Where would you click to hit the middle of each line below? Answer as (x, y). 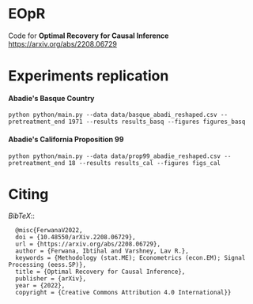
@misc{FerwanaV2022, (49, 231)
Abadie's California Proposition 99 (66, 139)
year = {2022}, (40, 286)
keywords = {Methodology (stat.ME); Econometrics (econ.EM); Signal (130, 258)
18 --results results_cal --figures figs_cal (145, 163)
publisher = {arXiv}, (51, 279)
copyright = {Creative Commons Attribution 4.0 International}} (123, 293)
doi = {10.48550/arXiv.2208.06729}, (76, 238)
